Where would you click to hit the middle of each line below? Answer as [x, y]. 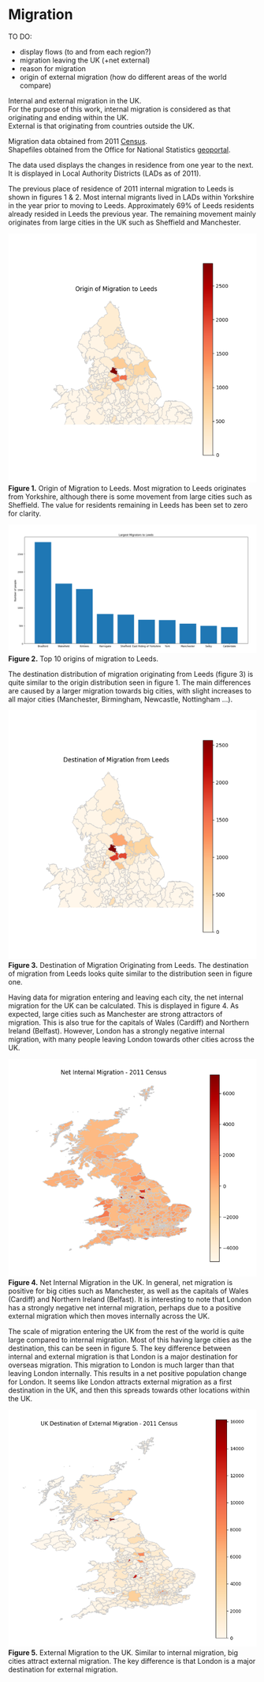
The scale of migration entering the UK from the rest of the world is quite [126, 1331]
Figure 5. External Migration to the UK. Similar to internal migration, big [123, 1652]
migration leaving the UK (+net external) [85, 60]
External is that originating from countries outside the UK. [101, 126]
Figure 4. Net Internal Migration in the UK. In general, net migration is [121, 1282]
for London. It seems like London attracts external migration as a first [120, 1382]
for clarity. [25, 513]
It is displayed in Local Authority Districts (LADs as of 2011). [105, 173]
